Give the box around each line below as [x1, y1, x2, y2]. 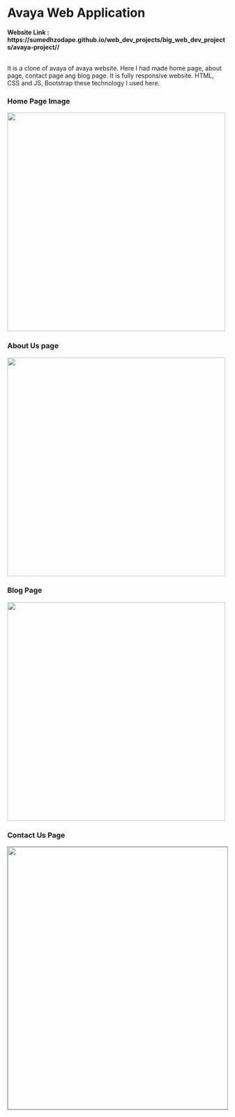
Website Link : [7, 28, 50, 36]
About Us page [7, 341, 59, 351]
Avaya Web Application [7, 5, 146, 21]
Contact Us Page [7, 830, 66, 840]
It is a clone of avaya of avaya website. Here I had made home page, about [7, 64, 222, 72]
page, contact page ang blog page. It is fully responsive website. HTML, [7, 71, 215, 80]
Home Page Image [7, 96, 70, 106]
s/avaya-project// [7, 43, 60, 51]
